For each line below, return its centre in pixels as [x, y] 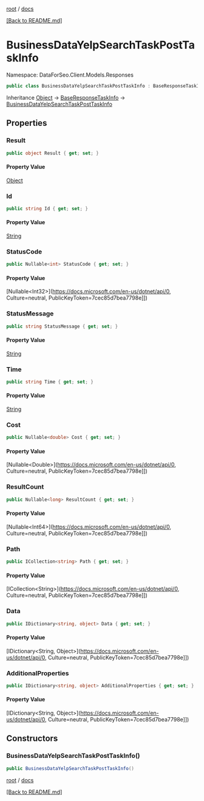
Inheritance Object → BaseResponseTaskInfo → [66, 97]
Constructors [32, 739]
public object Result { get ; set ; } [53, 153]
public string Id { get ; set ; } [47, 208]
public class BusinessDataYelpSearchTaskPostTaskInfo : [78, 86]
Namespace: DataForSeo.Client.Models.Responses [70, 75]
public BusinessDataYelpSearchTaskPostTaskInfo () [70, 768]
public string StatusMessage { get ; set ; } [62, 326]
